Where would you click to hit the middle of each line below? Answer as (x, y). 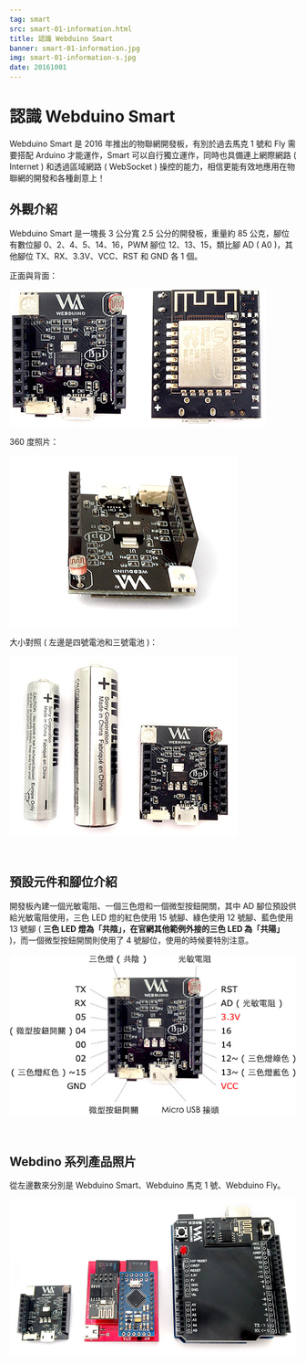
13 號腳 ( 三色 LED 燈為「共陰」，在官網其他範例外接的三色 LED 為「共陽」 (147, 928)
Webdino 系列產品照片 (73, 1162)
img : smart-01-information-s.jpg (73, 58)
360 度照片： (34, 441)
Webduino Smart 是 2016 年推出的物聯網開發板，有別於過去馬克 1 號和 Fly (148, 143)
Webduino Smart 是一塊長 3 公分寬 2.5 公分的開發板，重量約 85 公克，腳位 (149, 233)
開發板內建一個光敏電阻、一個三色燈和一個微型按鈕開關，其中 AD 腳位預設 (149, 905)
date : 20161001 (38, 68)
